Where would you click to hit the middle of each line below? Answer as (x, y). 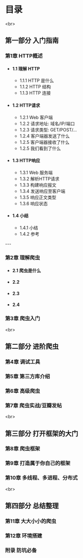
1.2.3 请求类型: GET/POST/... (48, 129)
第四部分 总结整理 (32, 506)
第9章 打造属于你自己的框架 (38, 463)
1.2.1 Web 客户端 (36, 117)
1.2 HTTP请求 (26, 105)
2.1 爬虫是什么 (26, 270)
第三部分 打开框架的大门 (41, 433)
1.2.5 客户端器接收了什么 (44, 142)
